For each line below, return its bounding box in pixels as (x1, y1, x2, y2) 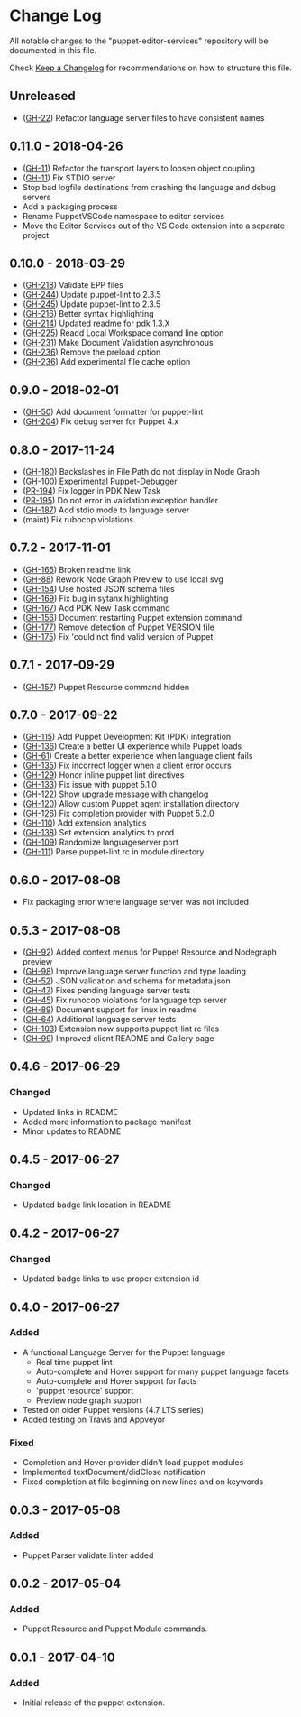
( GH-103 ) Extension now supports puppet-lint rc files (22, 1023, 220, 1034)
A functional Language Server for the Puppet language (22, 1346, 226, 1358)
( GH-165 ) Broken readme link (22, 564, 132, 575)
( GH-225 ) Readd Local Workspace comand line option (22, 328, 224, 338)
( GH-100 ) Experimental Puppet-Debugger (22, 475, 178, 486)
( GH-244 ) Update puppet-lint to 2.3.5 (22, 290, 162, 300)
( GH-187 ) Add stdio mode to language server (22, 504, 190, 515)
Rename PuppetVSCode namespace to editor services (22, 210, 225, 221)
